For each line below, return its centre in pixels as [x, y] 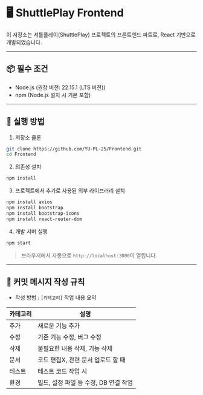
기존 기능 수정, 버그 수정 [69, 337]
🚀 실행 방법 [26, 122]
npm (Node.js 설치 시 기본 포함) [53, 95]
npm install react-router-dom [44, 219]
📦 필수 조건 [27, 69]
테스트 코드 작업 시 [62, 371]
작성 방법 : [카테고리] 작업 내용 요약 [56, 298]
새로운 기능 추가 [59, 326]
